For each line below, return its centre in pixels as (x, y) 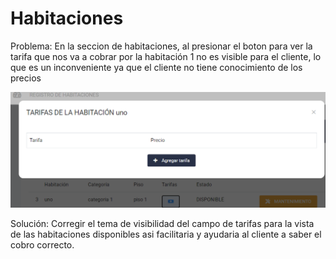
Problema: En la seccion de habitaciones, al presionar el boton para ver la (161, 46)
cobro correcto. (42, 244)
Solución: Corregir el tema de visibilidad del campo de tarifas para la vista (162, 223)
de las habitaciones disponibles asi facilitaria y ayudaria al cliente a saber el (166, 234)
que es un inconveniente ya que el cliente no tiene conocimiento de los (156, 67)
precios (26, 78)
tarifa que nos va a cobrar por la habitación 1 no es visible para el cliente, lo (166, 56)
